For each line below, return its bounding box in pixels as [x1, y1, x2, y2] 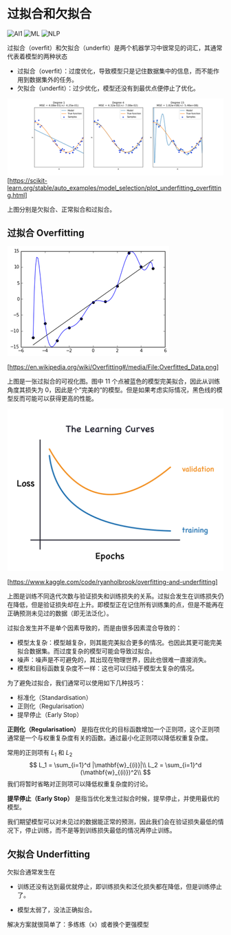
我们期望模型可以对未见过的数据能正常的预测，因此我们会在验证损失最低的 [7, 817, 218, 826]
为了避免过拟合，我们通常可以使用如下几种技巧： [7, 679, 146, 687]
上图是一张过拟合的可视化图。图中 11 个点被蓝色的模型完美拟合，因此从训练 [7, 377, 221, 386]
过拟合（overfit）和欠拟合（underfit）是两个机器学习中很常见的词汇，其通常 [7, 43, 223, 52]
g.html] [7, 190, 27, 199]
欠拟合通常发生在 [7, 868, 56, 876]
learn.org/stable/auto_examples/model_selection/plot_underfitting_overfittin [7, 184, 222, 192]
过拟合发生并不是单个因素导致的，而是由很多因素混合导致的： [7, 624, 182, 632]
